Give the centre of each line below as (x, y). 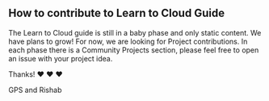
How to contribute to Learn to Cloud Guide (116, 13)
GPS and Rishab (35, 90)
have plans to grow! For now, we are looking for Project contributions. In (128, 41)
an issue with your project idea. (61, 58)
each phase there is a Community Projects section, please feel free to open (134, 50)
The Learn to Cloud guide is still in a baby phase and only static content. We (135, 32)
